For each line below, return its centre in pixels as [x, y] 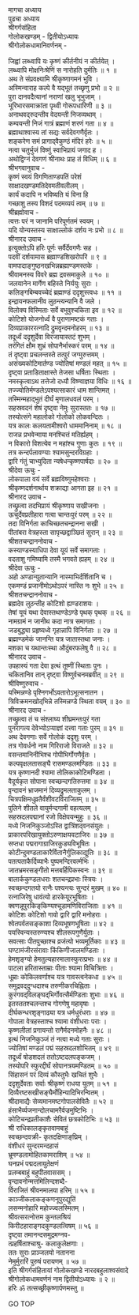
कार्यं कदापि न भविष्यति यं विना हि [48, 194]
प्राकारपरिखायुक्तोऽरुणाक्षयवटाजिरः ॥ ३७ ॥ [61, 835]
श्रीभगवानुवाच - [27, 168]
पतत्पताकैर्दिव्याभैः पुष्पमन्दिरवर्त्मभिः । [52, 861]
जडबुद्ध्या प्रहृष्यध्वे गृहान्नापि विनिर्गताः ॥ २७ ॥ [63, 630]
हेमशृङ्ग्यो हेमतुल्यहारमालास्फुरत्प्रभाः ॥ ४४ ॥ [63, 959]
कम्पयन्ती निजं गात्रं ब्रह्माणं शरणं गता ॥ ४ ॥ [61, 123]
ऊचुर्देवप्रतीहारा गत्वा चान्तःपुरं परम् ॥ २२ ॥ [60, 514]
